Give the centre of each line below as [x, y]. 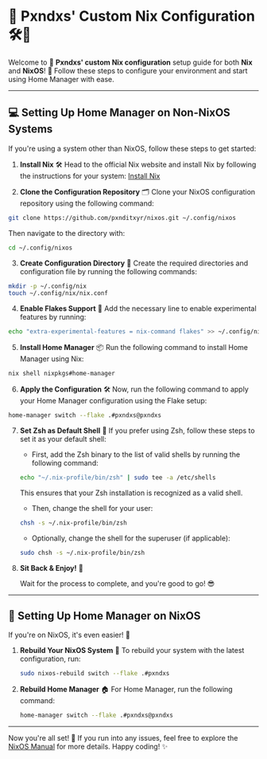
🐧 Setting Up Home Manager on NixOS [104, 616]
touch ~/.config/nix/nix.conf [58, 293]
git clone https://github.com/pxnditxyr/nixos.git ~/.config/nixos [122, 218]
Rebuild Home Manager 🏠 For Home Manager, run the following [126, 690]
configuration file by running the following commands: [108, 271]
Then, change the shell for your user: [92, 508]
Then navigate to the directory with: [67, 233]
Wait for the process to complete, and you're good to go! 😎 [117, 583]
